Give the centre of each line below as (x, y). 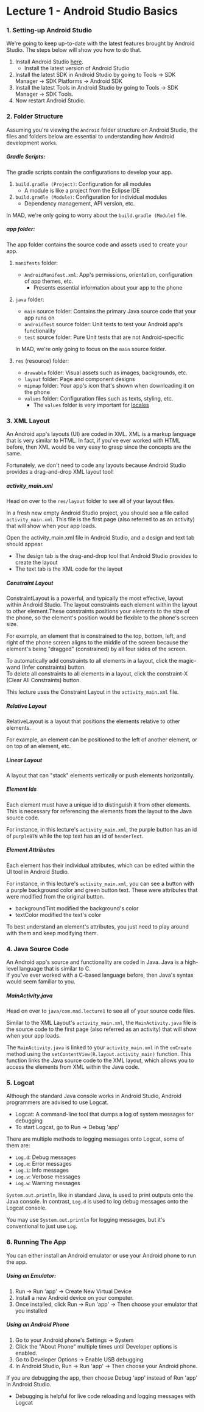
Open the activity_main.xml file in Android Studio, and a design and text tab (100, 537)
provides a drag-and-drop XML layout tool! (60, 472)
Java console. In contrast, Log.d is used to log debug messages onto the (97, 1202)
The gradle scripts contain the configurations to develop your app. (90, 172)
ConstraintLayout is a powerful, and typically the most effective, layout (95, 598)
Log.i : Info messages (42, 1170)
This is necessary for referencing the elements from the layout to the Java (99, 811)
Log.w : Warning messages (47, 1183)
